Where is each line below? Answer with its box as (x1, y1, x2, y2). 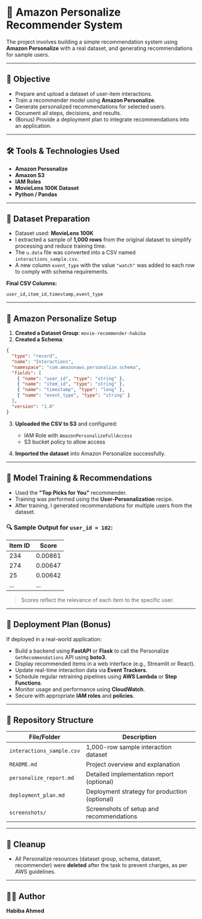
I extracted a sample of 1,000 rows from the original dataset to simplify (14, 236, 191, 243)
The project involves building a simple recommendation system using (6, 38, 178, 45)
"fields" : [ (11, 370, 42, 376)
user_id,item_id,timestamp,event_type (6, 292, 103, 298)
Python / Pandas (14, 190, 58, 198)
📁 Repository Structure (6, 715, 94, 725)
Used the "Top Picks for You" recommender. (14, 489, 127, 496)
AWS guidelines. (14, 868, 56, 876)
